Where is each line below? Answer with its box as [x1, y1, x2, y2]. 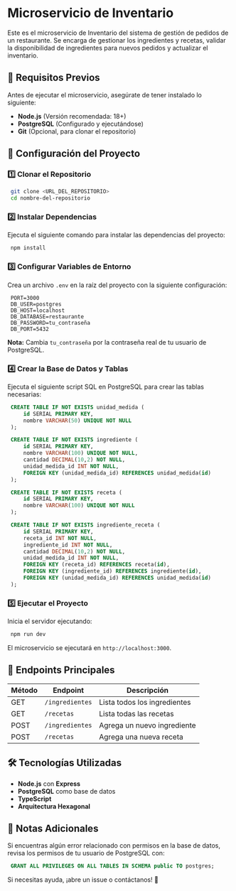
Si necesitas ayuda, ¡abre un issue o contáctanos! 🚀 [7, 875, 159, 884]
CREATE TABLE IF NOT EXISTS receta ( [10, 489, 122, 496]
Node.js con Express [17, 779, 80, 788]
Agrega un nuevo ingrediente [99, 720, 197, 730]
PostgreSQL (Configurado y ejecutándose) [17, 119, 144, 128]
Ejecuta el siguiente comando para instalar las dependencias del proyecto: [7, 231, 225, 239]
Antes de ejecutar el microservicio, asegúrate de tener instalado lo [7, 90, 203, 99]
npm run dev [10, 631, 46, 638]
